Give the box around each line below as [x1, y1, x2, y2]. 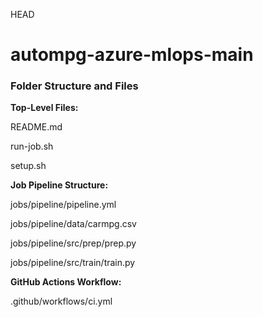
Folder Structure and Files [10, 79, 139, 93]
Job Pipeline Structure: [10, 179, 109, 191]
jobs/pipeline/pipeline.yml [10, 199, 117, 211]
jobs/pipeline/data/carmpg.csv [10, 218, 137, 230]
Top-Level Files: [10, 102, 79, 114]
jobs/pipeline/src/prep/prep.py [10, 237, 137, 249]
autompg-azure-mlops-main [10, 44, 254, 66]
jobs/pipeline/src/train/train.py [10, 257, 136, 269]
